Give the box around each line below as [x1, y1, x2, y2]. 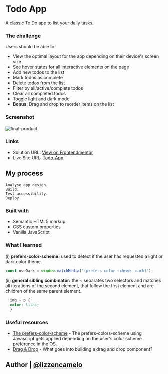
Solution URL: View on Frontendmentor [12, 149, 93, 155]
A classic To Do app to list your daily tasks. [5, 20, 94, 26]
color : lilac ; [10, 302, 39, 307]
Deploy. [5, 195, 22, 201]
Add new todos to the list [12, 69, 64, 75]
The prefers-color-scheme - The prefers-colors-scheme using [12, 330, 142, 336]
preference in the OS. [12, 341, 57, 347]
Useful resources [5, 319, 49, 326]
